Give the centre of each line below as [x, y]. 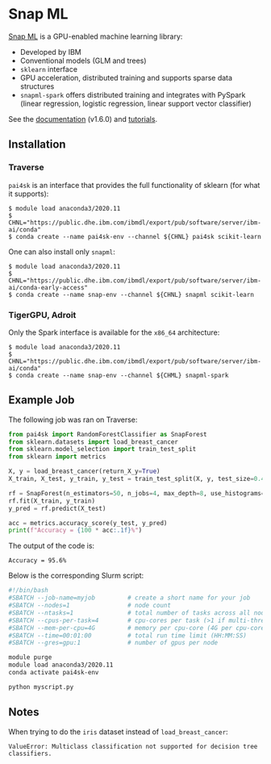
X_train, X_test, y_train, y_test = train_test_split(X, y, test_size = [131, 479]
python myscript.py [41, 687]
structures [37, 86]
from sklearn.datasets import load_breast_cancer [94, 442]
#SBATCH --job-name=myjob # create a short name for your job [129, 598]
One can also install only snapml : [62, 252]
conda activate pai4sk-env [54, 673]
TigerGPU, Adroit [42, 315]
